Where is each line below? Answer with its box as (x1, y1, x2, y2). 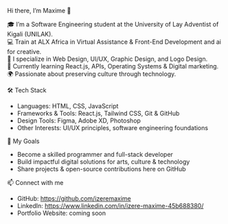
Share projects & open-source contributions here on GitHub (16, 165, 187, 173)
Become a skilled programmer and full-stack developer (16, 151, 174, 158)
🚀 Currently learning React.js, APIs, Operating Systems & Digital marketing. (7, 62, 219, 70)
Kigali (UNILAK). (7, 30, 54, 38)
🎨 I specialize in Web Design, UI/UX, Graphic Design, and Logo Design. (7, 55, 208, 63)
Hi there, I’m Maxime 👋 (7, 7, 71, 14)
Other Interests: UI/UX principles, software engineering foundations (16, 124, 208, 132)
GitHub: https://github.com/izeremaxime (16, 195, 132, 202)
